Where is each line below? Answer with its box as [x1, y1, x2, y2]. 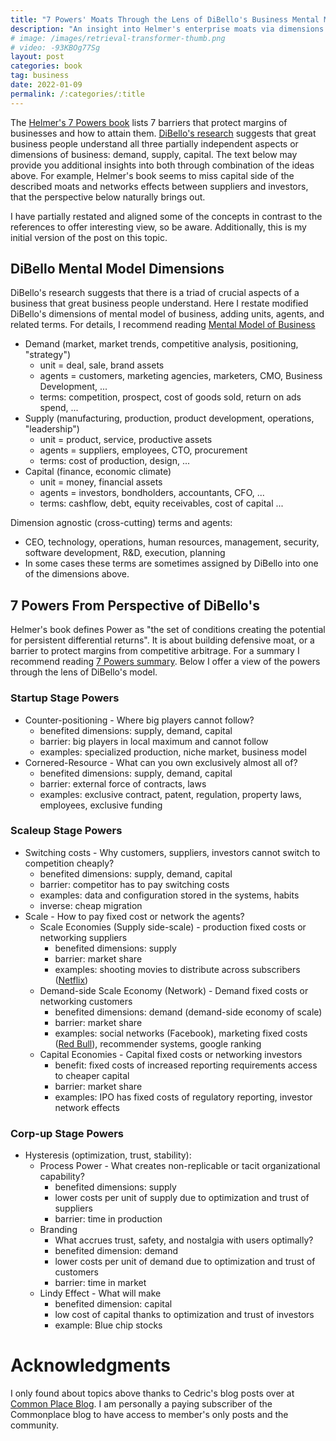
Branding [39, 1224, 78, 1236]
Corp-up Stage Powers [10, 1126, 125, 1140]
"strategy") [24, 349, 72, 361]
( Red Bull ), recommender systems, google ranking [54, 1037, 262, 1050]
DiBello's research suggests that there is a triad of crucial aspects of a [10, 287, 300, 299]
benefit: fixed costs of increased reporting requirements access [54, 1059, 318, 1071]
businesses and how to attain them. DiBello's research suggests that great [10, 127, 317, 139]
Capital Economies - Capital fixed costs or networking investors [39, 1048, 303, 1060]
